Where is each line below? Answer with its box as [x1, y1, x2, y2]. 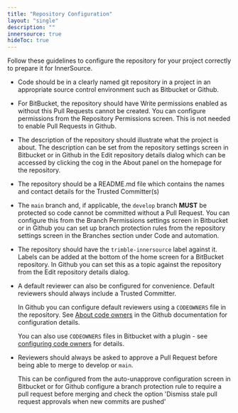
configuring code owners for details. [17, 340, 125, 348]
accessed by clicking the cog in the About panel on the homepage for [17, 158, 222, 167]
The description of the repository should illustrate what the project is [17, 136, 219, 145]
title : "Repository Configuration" [7, 10, 113, 18]
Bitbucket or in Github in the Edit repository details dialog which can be [17, 151, 226, 160]
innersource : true [7, 30, 62, 38]
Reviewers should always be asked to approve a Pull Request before [17, 353, 218, 362]
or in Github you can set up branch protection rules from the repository [17, 224, 226, 232]
